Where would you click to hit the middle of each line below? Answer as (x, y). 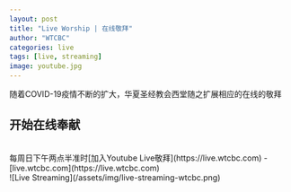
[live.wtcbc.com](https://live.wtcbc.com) (84, 168)
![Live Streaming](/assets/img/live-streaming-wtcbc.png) (115, 177)
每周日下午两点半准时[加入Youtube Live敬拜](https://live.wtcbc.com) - (138, 158)
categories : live (42, 48)
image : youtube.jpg (46, 66)
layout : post (34, 19)
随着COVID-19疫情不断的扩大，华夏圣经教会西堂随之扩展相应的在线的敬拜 (145, 94)
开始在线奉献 (45, 125)
